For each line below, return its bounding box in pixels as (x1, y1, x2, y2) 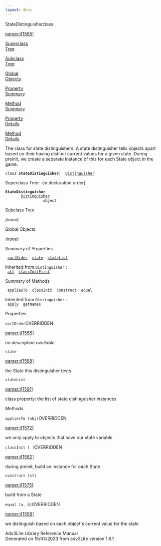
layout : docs (5, 7, 32, 12)
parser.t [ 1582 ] (5, 454, 34, 460)
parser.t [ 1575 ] (5, 482, 34, 488)
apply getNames (7, 302, 41, 307)
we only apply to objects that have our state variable (5, 434, 113, 440)
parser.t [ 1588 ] (5, 358, 34, 364)
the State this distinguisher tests (5, 368, 71, 374)
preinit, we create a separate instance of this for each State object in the (5, 156, 154, 162)
